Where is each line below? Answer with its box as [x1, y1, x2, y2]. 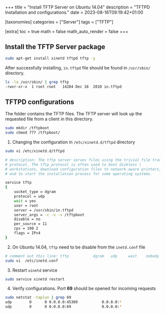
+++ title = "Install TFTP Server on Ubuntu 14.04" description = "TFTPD [5, 4, 150, 10]
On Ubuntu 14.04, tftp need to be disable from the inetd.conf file [12, 244, 146, 250]
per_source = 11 [14, 221, 48, 226]
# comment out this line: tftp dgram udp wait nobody [5, 253, 160, 258]
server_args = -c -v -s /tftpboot [14, 212, 84, 217]
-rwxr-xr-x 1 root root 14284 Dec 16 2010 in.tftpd [5, 84, 122, 89]
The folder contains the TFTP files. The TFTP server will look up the [5, 111, 142, 117]
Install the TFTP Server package [5, 43, 106, 51]
